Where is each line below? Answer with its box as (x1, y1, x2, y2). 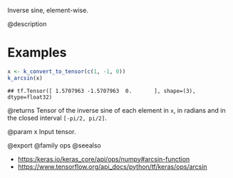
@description (7, 20, 47, 28)
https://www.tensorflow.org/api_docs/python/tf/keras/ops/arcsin (17, 162, 208, 171)
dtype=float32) (7, 94, 53, 101)
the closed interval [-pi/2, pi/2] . (7, 113, 107, 122)
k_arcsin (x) (7, 74, 43, 82)
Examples (7, 45, 67, 61)
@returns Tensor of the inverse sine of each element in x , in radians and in (7, 106, 226, 114)
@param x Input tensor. (7, 127, 76, 135)
